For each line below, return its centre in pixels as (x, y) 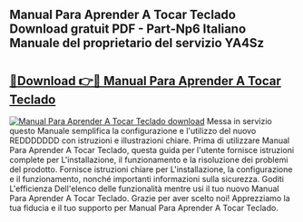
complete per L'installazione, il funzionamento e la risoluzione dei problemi (149, 159)
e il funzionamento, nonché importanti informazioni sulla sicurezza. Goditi (147, 179)
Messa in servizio (239, 121)
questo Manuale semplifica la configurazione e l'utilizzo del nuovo (133, 131)
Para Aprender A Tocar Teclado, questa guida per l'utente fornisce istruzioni (152, 150)
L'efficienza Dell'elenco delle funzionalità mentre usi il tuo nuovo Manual (144, 188)
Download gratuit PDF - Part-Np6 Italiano (128, 29)
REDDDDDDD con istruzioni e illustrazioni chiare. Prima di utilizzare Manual (150, 140)
